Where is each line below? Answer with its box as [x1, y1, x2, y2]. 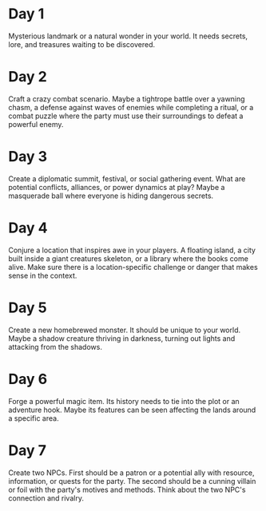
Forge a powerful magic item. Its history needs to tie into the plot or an [8, 396, 240, 406]
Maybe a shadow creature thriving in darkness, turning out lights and [8, 333, 236, 343]
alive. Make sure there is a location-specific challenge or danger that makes [8, 262, 258, 271]
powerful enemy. [8, 119, 64, 129]
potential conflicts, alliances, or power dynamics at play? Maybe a [8, 182, 225, 192]
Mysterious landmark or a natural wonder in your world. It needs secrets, [8, 31, 248, 41]
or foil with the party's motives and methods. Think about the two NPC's [8, 485, 246, 494]
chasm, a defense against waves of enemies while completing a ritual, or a [8, 102, 254, 112]
